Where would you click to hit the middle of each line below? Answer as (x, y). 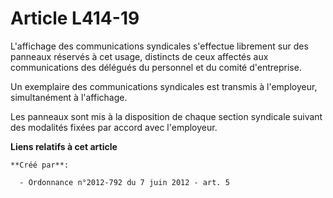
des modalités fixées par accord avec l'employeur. (114, 127)
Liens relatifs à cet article (64, 146)
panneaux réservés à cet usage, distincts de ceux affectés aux (139, 56)
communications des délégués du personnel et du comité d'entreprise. (156, 67)
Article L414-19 (75, 18)
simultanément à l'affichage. (69, 97)
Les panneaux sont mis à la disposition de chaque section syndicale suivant (166, 116)
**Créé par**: (40, 165)
